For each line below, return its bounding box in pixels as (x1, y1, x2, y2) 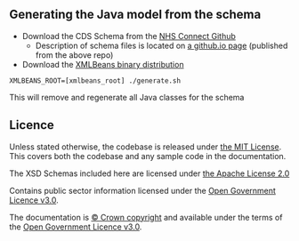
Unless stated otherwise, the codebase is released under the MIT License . (9, 141, 282, 152)
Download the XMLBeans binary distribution (21, 59, 184, 69)
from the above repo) (35, 49, 114, 60)
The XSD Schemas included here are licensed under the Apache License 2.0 (9, 168, 290, 179)
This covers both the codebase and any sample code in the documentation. (9, 150, 287, 161)
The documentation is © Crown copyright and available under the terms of (9, 212, 283, 222)
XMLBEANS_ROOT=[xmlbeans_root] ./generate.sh (9, 76, 181, 85)
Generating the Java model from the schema (9, 7, 262, 22)
